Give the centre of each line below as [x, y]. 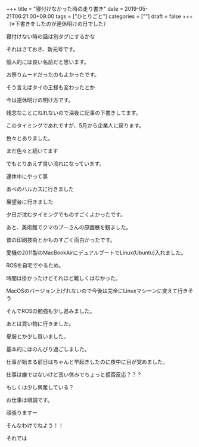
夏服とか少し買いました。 [38, 336]
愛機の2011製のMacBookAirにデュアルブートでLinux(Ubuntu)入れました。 [96, 253]
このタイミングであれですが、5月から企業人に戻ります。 [75, 125]
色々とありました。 [30, 138]
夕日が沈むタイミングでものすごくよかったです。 [66, 215]
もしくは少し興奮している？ [40, 387]
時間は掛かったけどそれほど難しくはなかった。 [63, 278]
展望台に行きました [30, 202]
